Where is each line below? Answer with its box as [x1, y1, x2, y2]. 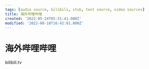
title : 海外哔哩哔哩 [5, 12, 42, 17]
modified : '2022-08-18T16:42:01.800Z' [5, 20, 84, 26]
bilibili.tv [5, 59, 22, 66]
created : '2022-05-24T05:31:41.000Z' [5, 16, 82, 21]
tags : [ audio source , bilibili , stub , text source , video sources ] [5, 7, 145, 12]
